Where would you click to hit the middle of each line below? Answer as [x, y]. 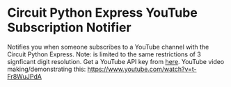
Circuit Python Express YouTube [103, 13]
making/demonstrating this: [47, 69]
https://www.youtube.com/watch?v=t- [142, 69]
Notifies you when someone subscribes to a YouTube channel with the [108, 47]
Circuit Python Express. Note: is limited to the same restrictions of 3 [104, 54]
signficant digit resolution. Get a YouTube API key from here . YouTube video [116, 61]
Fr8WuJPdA [24, 76]
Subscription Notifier [69, 27]
